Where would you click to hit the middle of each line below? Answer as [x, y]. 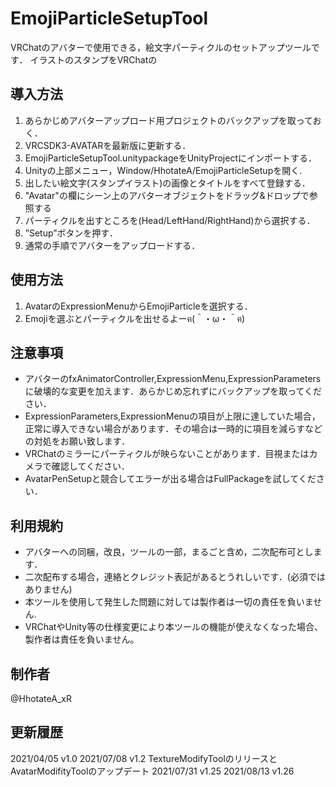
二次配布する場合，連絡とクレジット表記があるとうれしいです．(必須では [175, 577]
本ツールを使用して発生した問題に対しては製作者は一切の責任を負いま [169, 602]
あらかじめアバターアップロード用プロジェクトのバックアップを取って [168, 120]
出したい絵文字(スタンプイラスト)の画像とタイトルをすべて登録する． [167, 183]
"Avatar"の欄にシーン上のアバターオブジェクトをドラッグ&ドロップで [167, 195]
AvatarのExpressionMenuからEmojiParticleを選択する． [138, 306]
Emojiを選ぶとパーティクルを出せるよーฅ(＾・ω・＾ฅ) [135, 318]
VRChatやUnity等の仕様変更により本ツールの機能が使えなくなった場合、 [173, 627]
